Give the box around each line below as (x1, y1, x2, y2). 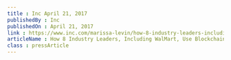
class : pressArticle (7, 42, 69, 49)
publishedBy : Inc (7, 17, 60, 23)
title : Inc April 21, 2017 (7, 10, 88, 17)
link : (7, 29, 26, 37)
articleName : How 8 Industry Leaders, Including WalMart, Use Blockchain (7, 36, 226, 43)
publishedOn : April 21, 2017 (7, 23, 94, 30)
